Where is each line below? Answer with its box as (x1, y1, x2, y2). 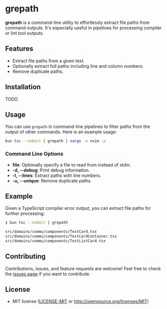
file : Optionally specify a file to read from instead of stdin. (12, 161, 131, 167)
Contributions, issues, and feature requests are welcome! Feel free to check (5, 265, 161, 272)
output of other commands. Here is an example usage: (5, 129, 117, 135)
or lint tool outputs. (5, 30, 44, 36)
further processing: (5, 210, 45, 217)
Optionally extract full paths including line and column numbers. (12, 63, 144, 69)
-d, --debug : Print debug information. (12, 167, 90, 173)
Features (5, 44, 33, 53)
